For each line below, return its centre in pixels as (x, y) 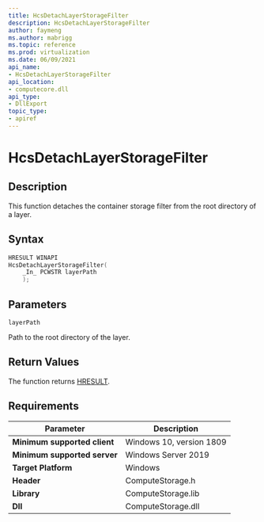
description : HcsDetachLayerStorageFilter (79, 23)
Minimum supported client (63, 442)
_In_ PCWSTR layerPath (60, 272)
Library (26, 493)
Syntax (26, 240)
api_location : (32, 82)
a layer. (20, 214)
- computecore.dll (38, 89)
